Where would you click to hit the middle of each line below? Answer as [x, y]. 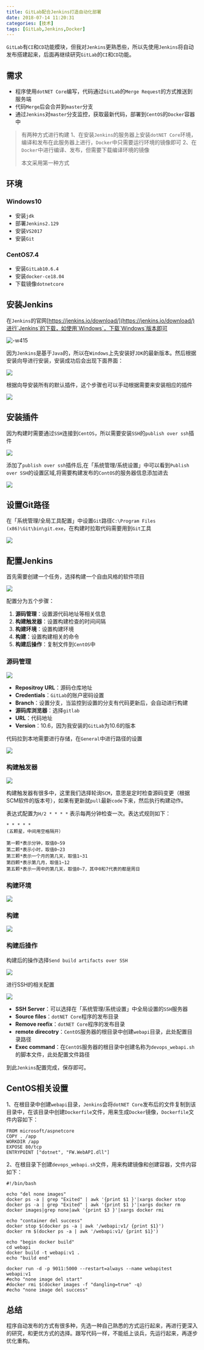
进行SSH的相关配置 [30, 984]
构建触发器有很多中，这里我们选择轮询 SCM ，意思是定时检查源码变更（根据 [98, 793]
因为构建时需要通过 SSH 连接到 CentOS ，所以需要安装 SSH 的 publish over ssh [98, 433]
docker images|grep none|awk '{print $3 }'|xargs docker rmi [85, 1210]
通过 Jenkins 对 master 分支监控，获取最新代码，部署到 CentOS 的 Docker [100, 114]
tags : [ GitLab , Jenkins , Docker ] [46, 29]
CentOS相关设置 [37, 1089]
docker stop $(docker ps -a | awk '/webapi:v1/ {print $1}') [85, 1226]
